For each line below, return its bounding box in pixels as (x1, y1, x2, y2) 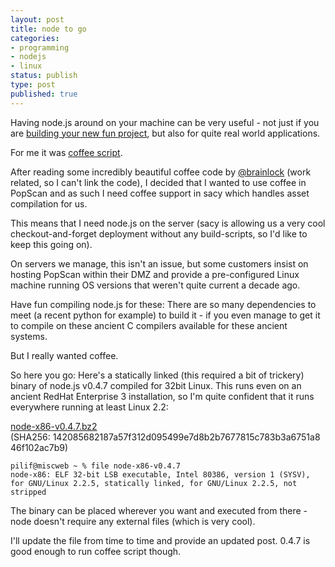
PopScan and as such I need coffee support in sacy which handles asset (10, 187, 310, 199)
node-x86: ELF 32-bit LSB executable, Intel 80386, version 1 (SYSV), (10, 469, 311, 480)
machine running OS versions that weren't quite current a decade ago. (10, 279, 301, 291)
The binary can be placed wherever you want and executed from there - (10, 504, 308, 516)
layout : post (10, 14, 65, 25)
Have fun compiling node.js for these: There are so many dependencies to (10, 298, 317, 310)
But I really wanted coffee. (10, 349, 119, 361)
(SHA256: (10, 431, 51, 443)
